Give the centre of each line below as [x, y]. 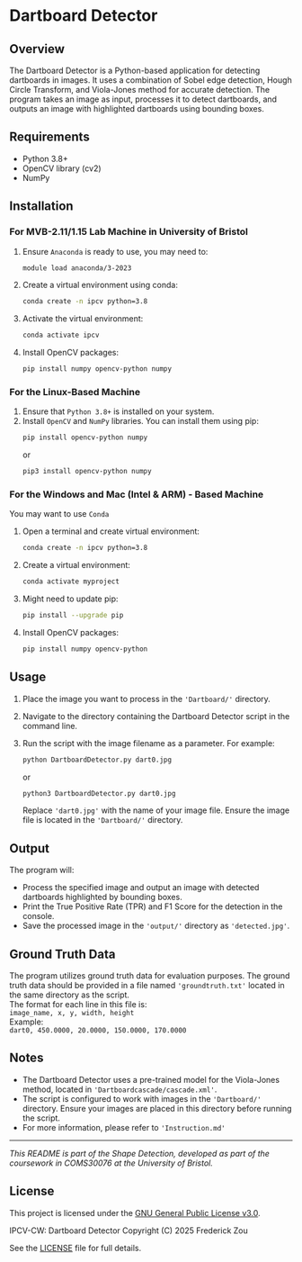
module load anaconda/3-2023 [77, 268]
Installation [41, 207]
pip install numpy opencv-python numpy [97, 369]
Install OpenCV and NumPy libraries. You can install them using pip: [140, 421]
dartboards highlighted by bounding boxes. [102, 897]
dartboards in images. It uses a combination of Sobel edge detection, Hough [151, 80]
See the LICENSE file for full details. [75, 1248]
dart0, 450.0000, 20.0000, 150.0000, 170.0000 [98, 1031]
